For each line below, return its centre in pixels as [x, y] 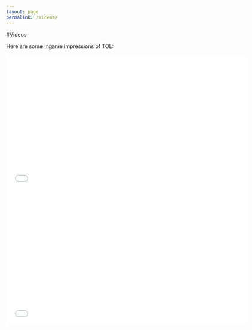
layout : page [23, 12]
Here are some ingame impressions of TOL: [60, 46]
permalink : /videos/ [32, 17]
